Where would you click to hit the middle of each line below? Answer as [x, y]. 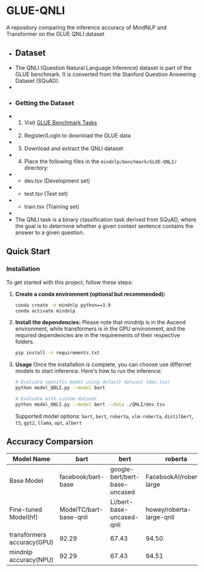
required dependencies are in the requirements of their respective [97, 335]
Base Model [26, 480]
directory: [36, 168]
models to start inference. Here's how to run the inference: [88, 371]
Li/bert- [122, 501]
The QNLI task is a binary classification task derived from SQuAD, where [106, 220]
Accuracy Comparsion [50, 442]
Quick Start [28, 252]
